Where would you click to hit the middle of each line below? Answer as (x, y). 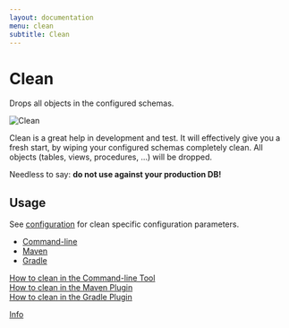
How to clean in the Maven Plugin (71, 288)
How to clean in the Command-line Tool (82, 278)
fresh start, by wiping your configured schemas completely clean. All (136, 148)
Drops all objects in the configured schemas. (92, 103)
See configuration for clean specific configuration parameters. (124, 224)
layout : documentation (51, 17)
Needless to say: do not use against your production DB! (115, 175)
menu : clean (31, 26)
